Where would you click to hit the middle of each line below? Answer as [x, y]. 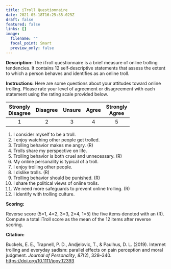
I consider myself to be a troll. [44, 134]
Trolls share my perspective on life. [50, 151]
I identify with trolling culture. [44, 194]
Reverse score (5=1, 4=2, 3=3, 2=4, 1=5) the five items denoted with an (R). [85, 214]
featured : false [23, 24]
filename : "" [24, 39]
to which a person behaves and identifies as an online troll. [68, 73]
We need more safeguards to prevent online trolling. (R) [71, 188]
